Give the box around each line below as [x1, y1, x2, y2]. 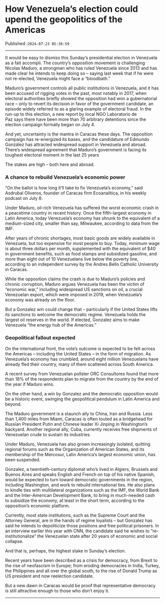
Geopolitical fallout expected [5, 334, 76, 341]
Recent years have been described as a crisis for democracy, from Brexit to [5, 557, 158, 563]
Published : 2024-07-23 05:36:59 [5, 40, 70, 46]
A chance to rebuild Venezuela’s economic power [5, 173, 126, 180]
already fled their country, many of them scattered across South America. [5, 361, 154, 367]
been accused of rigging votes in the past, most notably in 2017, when [5, 90, 147, 96]
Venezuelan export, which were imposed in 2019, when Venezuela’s [5, 292, 142, 298]
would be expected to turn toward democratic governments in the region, [5, 476, 154, 482]
